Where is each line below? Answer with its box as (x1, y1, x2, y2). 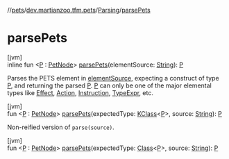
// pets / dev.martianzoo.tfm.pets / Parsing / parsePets (7, 6, 151, 14)
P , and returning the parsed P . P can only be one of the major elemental (7, 81, 212, 90)
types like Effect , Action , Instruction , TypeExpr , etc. (7, 88, 154, 97)
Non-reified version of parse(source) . (7, 123, 114, 131)
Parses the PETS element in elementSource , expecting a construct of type (7, 74, 220, 82)
